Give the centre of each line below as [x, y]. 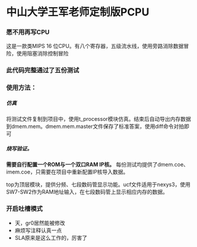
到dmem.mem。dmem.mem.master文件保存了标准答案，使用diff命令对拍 [95, 126]
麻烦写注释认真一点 [38, 230]
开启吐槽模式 [25, 209]
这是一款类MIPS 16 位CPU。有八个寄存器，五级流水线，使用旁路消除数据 [95, 46]
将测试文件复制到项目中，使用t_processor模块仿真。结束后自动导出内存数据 [99, 119]
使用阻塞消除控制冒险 [42, 53]
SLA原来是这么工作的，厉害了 [51, 238]
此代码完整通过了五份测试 [43, 70]
